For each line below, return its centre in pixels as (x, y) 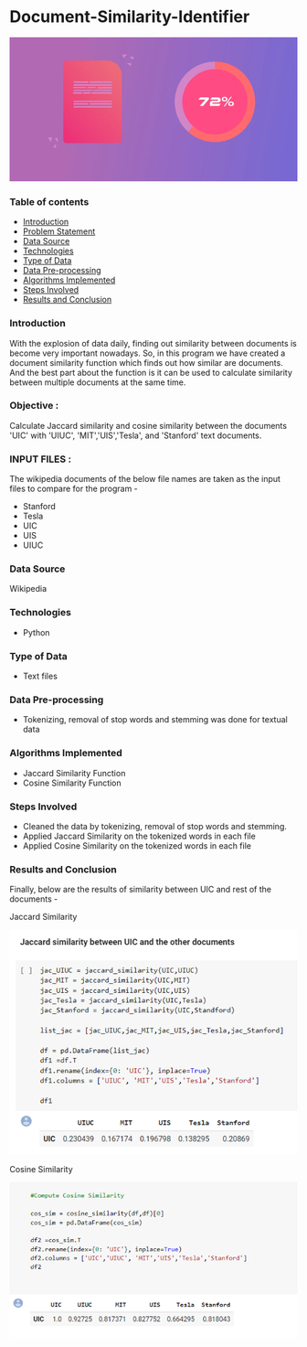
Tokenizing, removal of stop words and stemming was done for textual (155, 720)
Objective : (34, 406)
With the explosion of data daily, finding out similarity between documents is (153, 343)
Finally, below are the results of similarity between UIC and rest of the (141, 890)
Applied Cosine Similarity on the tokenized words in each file (137, 845)
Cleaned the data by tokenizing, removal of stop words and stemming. (155, 826)
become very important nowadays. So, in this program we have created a (148, 353)
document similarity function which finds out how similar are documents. (146, 362)
